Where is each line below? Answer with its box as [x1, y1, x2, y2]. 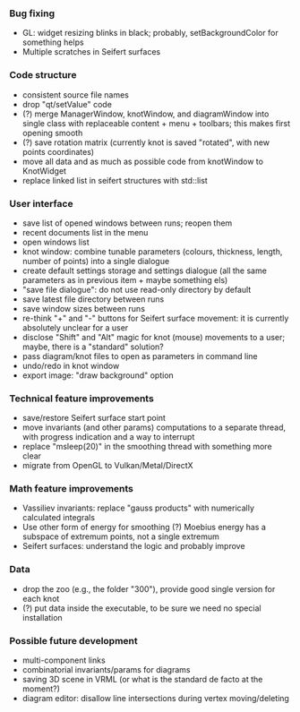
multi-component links [21, 655, 106, 665]
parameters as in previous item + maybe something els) [21, 274, 228, 285]
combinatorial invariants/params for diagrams [21, 665, 191, 675]
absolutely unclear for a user [21, 322, 129, 333]
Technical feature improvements [9, 392, 154, 405]
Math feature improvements [9, 483, 134, 495]
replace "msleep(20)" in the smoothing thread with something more [21, 442, 272, 452]
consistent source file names [21, 89, 130, 100]
